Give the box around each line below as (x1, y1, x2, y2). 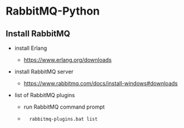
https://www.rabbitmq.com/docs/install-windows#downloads (23, 80, 178, 87)
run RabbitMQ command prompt (23, 103, 105, 110)
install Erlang (14, 44, 48, 52)
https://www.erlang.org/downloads (23, 56, 112, 63)
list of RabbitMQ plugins (14, 92, 76, 98)
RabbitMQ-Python (5, 4, 100, 18)
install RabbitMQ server (14, 68, 74, 75)
